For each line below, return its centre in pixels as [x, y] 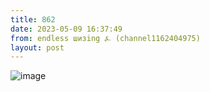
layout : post [37, 47]
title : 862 [33, 19]
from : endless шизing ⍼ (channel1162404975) [105, 38]
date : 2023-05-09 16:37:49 [66, 29]
